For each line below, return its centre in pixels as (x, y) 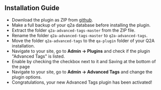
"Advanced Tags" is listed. (38, 56)
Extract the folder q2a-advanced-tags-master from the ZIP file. (73, 30)
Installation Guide (32, 8)
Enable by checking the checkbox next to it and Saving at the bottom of (84, 61)
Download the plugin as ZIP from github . (52, 20)
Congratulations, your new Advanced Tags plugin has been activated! (82, 82)
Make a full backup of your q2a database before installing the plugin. (81, 25)
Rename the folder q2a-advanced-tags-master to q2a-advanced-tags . (80, 35)
